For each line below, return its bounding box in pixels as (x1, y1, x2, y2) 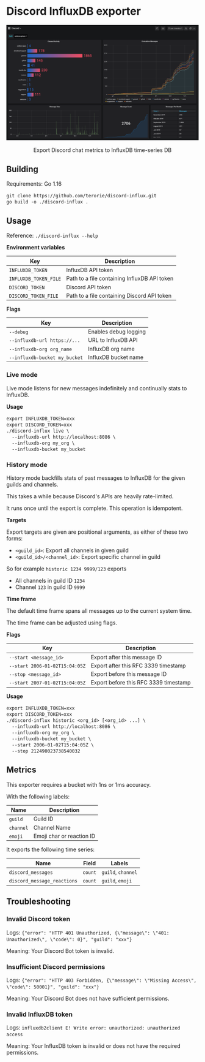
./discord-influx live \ (6, 428, 70, 434)
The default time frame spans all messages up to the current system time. (6, 607, 192, 614)
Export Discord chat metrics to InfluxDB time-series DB (33, 146, 172, 154)
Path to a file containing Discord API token (66, 292, 172, 299)
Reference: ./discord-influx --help (6, 232, 99, 240)
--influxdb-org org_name (9, 346, 72, 352)
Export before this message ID (90, 670, 167, 678)
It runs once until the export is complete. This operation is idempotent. (6, 504, 183, 512)
